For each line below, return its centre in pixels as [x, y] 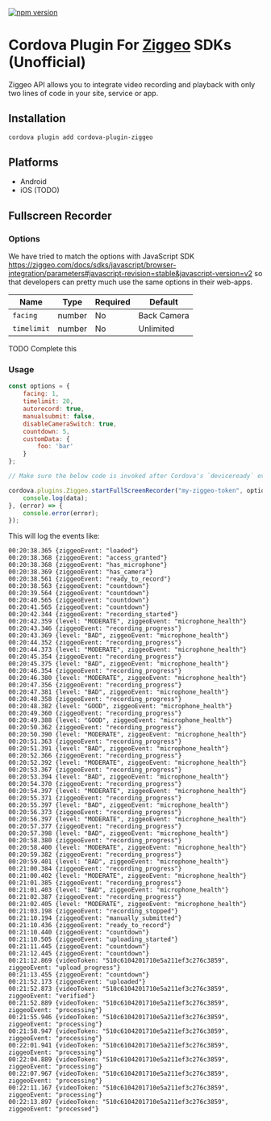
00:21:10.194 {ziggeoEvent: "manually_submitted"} [95, 918]
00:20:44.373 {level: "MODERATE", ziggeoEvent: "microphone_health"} [128, 650]
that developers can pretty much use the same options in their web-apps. [130, 282]
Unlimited [156, 329]
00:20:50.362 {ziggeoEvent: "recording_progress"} [95, 728]
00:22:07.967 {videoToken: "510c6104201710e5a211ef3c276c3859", [119, 1074]
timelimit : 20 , [48, 401]
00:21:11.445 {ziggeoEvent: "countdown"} [79, 947]
